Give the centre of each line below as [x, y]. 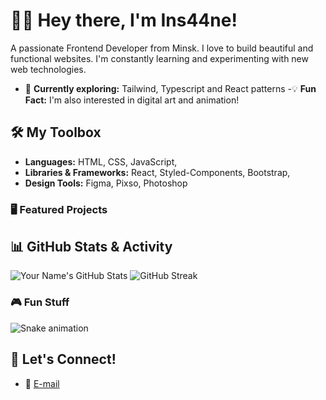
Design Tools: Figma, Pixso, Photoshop [106, 183]
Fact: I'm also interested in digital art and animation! [132, 100]
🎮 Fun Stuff [40, 302]
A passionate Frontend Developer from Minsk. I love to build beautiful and [162, 48]
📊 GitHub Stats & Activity [91, 247]
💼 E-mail [42, 383]
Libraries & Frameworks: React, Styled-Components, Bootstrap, [157, 172]
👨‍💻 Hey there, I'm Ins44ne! [124, 20]
